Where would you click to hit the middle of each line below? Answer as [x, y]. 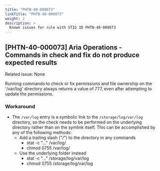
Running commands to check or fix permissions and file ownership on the [79, 84]
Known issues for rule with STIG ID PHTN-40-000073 [63, 28]
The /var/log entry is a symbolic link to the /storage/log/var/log [77, 117]
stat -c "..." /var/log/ [46, 143]
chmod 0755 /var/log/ [48, 148]
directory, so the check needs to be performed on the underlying [77, 122]
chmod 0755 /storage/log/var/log [60, 164]
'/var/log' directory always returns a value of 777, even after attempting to [79, 88]
